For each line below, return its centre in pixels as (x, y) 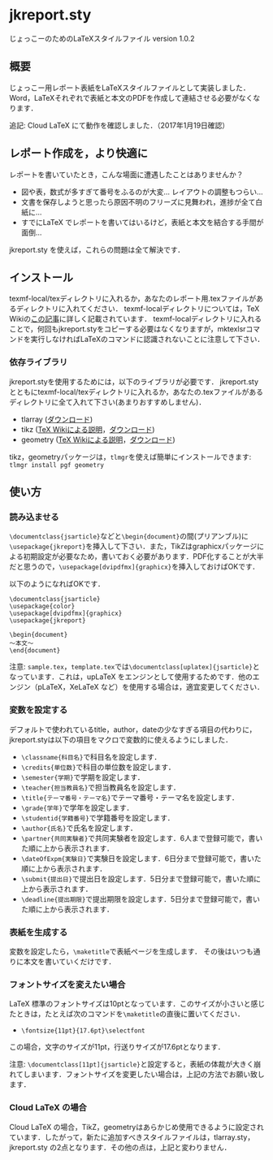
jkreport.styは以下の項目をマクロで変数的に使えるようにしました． (121, 739)
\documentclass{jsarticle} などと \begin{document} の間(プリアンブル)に (129, 536)
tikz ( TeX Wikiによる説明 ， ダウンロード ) (88, 429)
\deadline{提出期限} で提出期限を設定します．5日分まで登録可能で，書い (141, 898)
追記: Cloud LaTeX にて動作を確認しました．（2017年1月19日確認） (119, 125)
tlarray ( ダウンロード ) (57, 419)
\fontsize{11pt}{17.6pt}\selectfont (83, 1031)
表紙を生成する (39, 932)
